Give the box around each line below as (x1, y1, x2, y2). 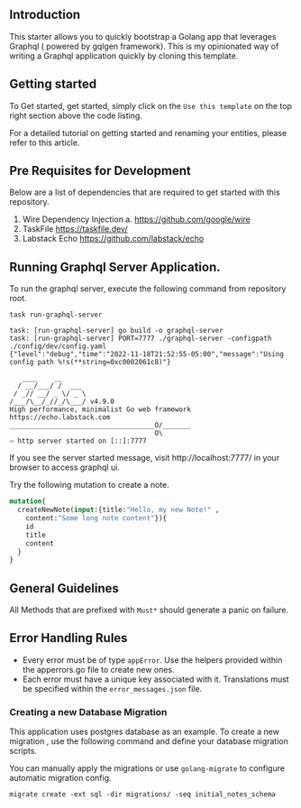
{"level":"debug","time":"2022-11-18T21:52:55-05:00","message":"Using (9, 350, 284, 359)
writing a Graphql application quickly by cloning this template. (9, 50, 239, 61)
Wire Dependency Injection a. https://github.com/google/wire (22, 214, 251, 225)
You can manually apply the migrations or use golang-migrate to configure (9, 763, 286, 774)
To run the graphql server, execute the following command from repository (9, 283, 287, 294)
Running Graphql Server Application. (9, 259, 221, 274)
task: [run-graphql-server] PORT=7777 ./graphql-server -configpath (9, 334, 272, 344)
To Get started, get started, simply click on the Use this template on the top (9, 100, 293, 111)
